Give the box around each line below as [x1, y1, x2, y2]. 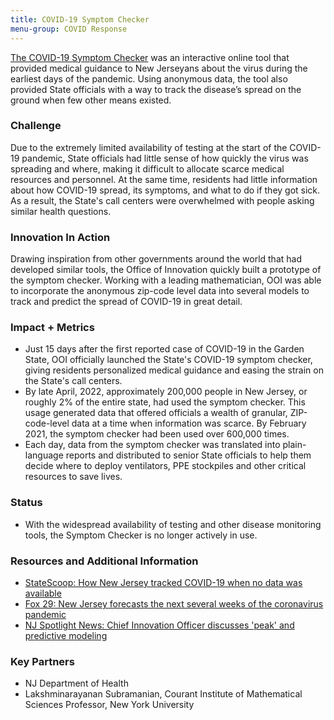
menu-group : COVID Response [10, 24, 128, 34]
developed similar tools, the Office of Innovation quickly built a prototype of [10, 264, 322, 276]
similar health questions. [10, 205, 112, 217]
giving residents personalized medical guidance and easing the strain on [24, 364, 324, 376]
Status [10, 496, 43, 510]
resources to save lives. [24, 471, 123, 483]
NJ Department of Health [24, 677, 129, 690]
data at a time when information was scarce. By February [71, 417, 307, 430]
